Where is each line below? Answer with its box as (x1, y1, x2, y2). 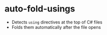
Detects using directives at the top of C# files (11, 19, 103, 25)
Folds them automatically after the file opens (11, 24, 101, 30)
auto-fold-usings (4, 3, 75, 14)
